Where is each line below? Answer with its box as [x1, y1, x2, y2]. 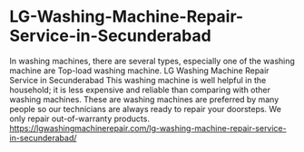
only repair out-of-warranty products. [9, 113, 150, 124]
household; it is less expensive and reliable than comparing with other [9, 84, 270, 95]
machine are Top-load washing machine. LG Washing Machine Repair [9, 65, 270, 76]
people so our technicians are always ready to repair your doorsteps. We [9, 103, 281, 114]
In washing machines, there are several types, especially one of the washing [9, 55, 295, 66]
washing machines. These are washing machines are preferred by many [9, 93, 279, 105]
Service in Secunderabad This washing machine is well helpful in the [9, 74, 267, 85]
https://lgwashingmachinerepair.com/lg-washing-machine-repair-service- [9, 122, 288, 133]
